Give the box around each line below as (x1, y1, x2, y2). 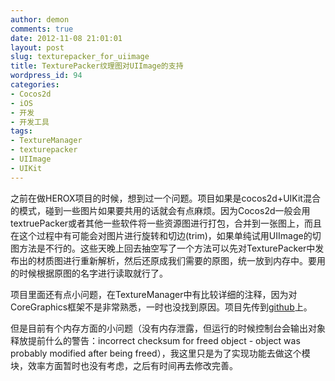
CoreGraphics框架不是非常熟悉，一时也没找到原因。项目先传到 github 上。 (10, 301, 313, 313)
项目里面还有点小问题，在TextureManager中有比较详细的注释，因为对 (10, 288, 298, 300)
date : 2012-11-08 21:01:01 (10, 33, 123, 43)
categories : (10, 80, 60, 90)
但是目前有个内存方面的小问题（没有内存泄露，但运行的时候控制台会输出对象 (10, 322, 326, 334)
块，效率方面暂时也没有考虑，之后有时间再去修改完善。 (10, 359, 238, 371)
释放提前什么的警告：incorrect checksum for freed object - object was (10, 334, 301, 346)
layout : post (10, 42, 65, 53)
